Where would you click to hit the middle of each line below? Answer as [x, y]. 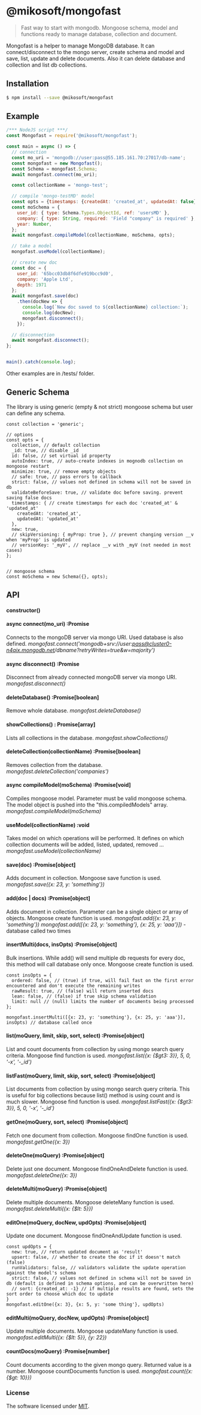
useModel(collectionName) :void [48, 825]
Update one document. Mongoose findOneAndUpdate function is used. [94, 1236]
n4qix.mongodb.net [31, 650]
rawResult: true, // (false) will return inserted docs [83, 991]
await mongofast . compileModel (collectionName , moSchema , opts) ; [93, 235]
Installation [28, 84]
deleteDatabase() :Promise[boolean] [53, 697]
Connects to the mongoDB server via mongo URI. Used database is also [95, 637]
